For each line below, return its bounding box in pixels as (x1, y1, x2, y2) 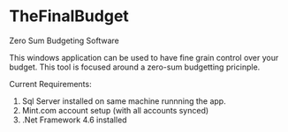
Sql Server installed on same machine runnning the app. (21, 95, 227, 106)
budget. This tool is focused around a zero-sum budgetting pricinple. (9, 62, 261, 72)
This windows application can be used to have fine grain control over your (9, 52, 279, 62)
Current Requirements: (9, 78, 92, 89)
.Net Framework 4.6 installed (21, 114, 127, 125)
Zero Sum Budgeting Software (9, 35, 119, 46)
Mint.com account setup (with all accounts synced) (21, 105, 209, 115)
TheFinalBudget (9, 6, 130, 26)
